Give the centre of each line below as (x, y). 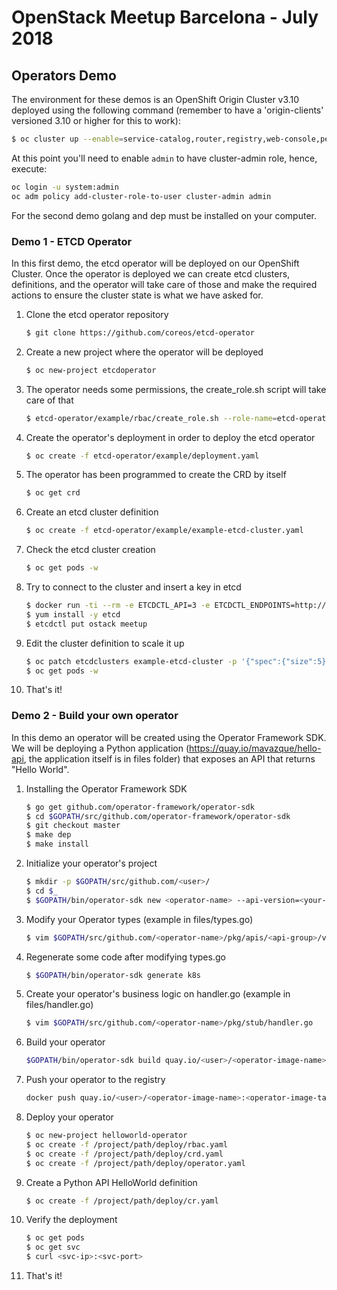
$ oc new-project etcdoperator (91, 370)
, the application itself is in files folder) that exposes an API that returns (169, 758)
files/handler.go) (59, 1005)
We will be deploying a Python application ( (100, 748)
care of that (49, 400)
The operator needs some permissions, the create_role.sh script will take (176, 389)
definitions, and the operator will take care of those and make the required (164, 284)
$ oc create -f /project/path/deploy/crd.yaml (124, 1154)
